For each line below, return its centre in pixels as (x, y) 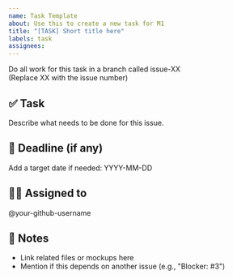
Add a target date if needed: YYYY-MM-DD (80, 168)
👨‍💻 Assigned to (48, 193)
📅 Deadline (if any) (56, 148)
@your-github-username (50, 212)
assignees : (27, 46)
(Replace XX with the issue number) (68, 78)
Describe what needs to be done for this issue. (86, 122)
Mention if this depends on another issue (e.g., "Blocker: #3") (123, 266)
